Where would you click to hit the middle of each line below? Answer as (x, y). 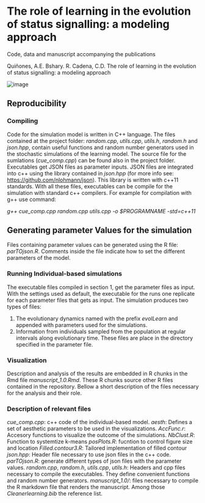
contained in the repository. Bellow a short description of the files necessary (103, 387)
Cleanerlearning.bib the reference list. (55, 494)
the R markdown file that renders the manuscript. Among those (86, 487)
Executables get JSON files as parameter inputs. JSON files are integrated (100, 167)
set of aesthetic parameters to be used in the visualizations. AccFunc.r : (96, 428)
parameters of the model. (39, 258)
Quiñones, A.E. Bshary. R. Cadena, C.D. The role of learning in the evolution (102, 66)
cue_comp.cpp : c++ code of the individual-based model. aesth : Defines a (100, 422)
